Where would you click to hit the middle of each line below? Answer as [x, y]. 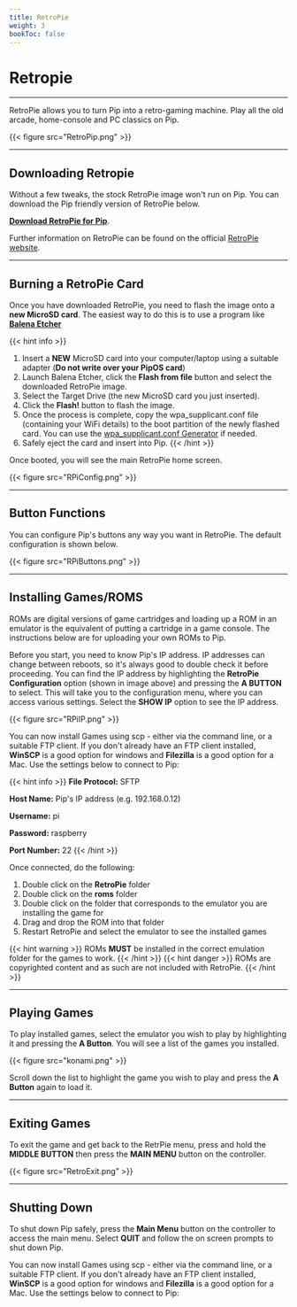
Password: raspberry [48, 832]
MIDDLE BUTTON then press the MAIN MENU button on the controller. [138, 1154]
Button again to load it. [51, 1087]
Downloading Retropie [72, 173]
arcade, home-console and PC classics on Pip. [94, 120]
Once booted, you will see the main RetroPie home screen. [116, 460]
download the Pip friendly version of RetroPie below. [105, 204]
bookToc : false [37, 34]
